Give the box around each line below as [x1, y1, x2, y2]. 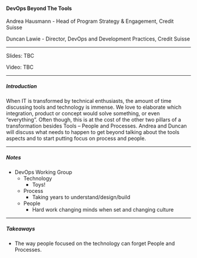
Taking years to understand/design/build [32, 194, 131, 201]
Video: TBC [6, 63, 34, 71]
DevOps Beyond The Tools [6, 5, 72, 12]
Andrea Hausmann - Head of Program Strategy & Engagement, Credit [6, 18, 174, 25]
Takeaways [6, 225, 35, 232]
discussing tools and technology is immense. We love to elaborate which [6, 103, 182, 111]
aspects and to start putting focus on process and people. [6, 135, 147, 142]
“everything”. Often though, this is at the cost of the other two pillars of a [6, 116, 182, 123]
